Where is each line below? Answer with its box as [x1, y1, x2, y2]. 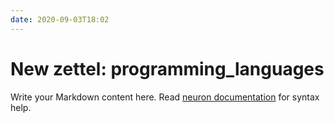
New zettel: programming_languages [10, 57, 325, 80]
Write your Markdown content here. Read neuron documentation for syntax [10, 91, 320, 103]
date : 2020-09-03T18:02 [10, 14, 110, 25]
